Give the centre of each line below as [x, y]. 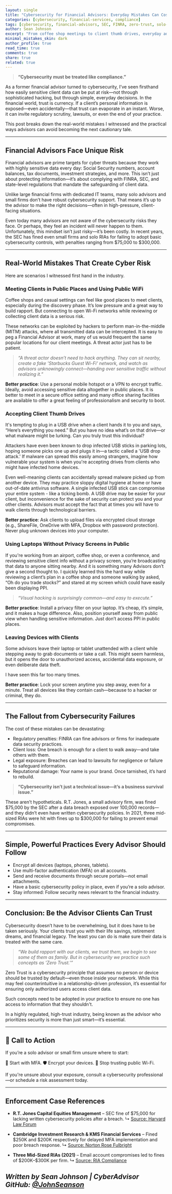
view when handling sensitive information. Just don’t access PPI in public [83, 619]
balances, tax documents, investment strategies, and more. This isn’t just [82, 174]
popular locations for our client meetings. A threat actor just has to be [79, 343]
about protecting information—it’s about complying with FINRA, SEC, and [82, 179]
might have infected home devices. [42, 467]
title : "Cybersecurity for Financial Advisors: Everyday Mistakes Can [82, 15]
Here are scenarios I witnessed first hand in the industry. [65, 275]
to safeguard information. [39, 765]
